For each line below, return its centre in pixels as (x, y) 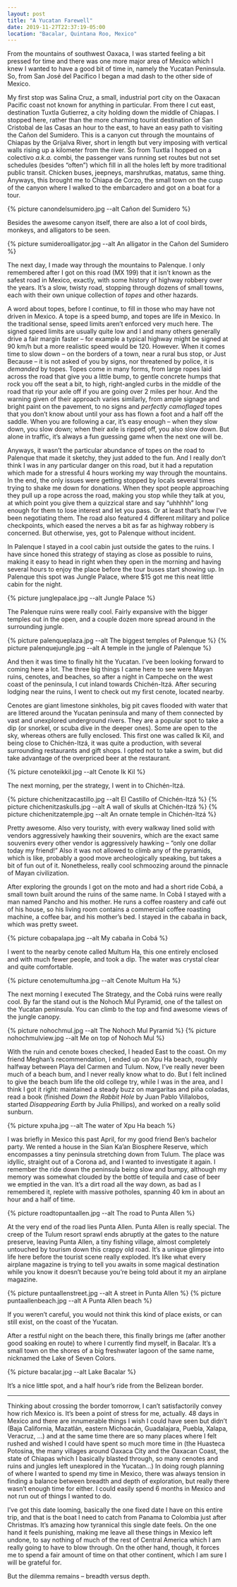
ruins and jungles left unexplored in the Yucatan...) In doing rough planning (116, 1466)
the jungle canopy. (34, 1017)
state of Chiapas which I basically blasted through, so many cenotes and (113, 1459)
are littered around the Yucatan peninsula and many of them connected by (115, 713)
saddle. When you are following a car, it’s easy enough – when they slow (113, 422)
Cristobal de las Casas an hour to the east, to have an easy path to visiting (115, 127)
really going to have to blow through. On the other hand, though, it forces (114, 1547)
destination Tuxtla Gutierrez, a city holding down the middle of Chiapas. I (113, 112)
